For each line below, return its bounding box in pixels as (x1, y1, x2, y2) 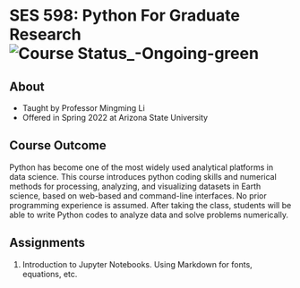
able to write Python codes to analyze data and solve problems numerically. (9, 209, 289, 220)
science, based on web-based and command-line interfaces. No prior (9, 190, 267, 201)
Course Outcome (9, 138, 107, 153)
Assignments (9, 235, 86, 250)
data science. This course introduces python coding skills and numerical (9, 171, 278, 182)
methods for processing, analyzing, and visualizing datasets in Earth (9, 181, 261, 191)
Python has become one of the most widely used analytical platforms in (9, 162, 274, 173)
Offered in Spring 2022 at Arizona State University (21, 113, 209, 123)
